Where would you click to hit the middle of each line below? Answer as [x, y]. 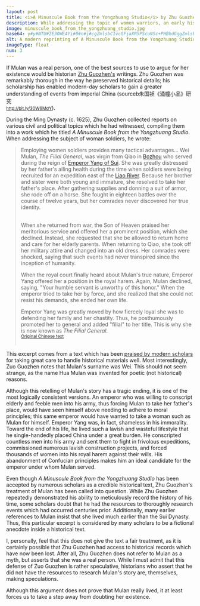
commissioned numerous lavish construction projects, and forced [87, 448]
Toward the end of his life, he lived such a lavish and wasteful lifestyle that [97, 429]
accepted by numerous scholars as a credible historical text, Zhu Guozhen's [99, 485]
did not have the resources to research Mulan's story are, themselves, [92, 572]
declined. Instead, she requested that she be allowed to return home [104, 238]
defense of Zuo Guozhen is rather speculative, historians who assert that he [99, 566]
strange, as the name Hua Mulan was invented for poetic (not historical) [94, 373]
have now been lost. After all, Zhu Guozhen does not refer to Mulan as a [94, 553]
